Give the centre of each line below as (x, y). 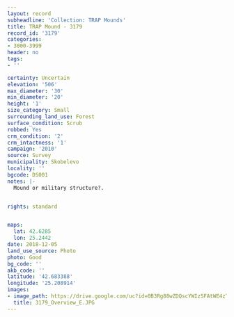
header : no (23, 53)
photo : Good (24, 257)
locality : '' (26, 168)
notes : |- (22, 181)
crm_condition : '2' (36, 136)
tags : (15, 59)
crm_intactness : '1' (37, 143)
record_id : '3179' (34, 33)
